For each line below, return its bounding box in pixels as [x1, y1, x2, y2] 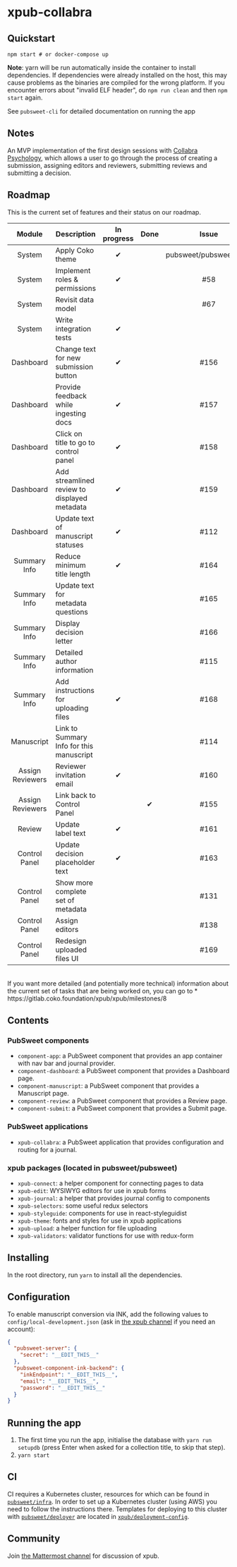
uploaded [55, 945, 87, 955]
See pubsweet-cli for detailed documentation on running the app [7, 107, 196, 115]
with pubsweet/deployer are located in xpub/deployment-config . [7, 1512, 190, 1520]
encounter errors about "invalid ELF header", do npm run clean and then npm [7, 86, 228, 94]
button [55, 370, 78, 380]
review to [55, 484, 86, 494]
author [55, 656, 78, 666]
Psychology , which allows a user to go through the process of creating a [7, 153, 218, 162]
